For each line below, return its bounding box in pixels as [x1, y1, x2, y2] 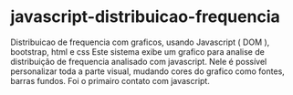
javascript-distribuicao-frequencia [10, 6, 281, 27]
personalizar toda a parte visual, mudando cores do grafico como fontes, [10, 66, 286, 77]
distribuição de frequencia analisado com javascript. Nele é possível [10, 56, 267, 67]
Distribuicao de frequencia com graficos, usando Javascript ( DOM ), [10, 37, 270, 47]
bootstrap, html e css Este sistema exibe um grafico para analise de [10, 46, 266, 57]
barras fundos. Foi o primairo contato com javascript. [10, 75, 211, 86]
